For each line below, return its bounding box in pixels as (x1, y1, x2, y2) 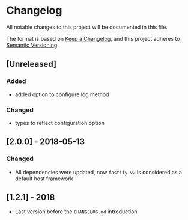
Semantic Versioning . (6, 41, 59, 49)
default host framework (14, 175, 73, 182)
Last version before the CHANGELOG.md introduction (14, 208, 138, 215)
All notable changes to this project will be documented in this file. (6, 23, 168, 31)
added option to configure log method (14, 91, 109, 98)
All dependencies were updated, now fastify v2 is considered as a (14, 168, 182, 176)
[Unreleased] (6, 59, 57, 69)
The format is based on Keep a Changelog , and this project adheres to (6, 35, 180, 42)
